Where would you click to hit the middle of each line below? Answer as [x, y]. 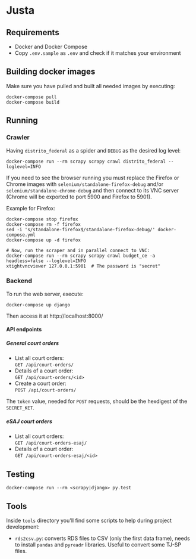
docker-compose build [33, 102]
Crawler [18, 138]
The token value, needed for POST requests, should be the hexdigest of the [97, 401]
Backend [19, 281]
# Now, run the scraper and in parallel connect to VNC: [78, 250]
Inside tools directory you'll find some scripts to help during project [89, 520]
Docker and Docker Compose [51, 46]
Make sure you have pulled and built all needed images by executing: [91, 86]
